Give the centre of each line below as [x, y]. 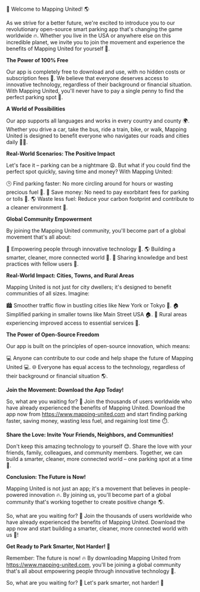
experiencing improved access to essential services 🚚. [73, 323]
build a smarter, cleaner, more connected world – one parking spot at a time [99, 459]
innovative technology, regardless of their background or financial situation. [99, 84]
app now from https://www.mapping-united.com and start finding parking [97, 414]
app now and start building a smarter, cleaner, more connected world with [97, 528]
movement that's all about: [39, 237]
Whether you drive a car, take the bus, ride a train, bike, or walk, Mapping [96, 129]
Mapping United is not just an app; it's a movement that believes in [88, 489]
